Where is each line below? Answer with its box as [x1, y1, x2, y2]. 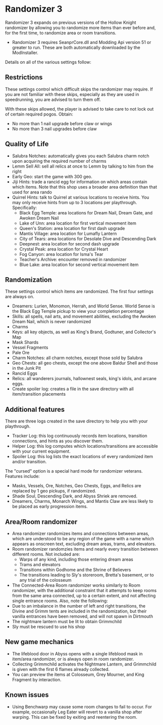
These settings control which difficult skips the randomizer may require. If [5, 86, 153, 92]
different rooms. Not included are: [12, 552, 80, 557]
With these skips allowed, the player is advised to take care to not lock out [5, 106, 154, 112]
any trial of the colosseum [19, 577, 72, 583]
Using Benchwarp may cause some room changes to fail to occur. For [12, 704, 152, 709]
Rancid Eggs [12, 370, 37, 376]
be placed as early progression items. [12, 503, 88, 510]
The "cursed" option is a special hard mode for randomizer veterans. [5, 468, 143, 474]
